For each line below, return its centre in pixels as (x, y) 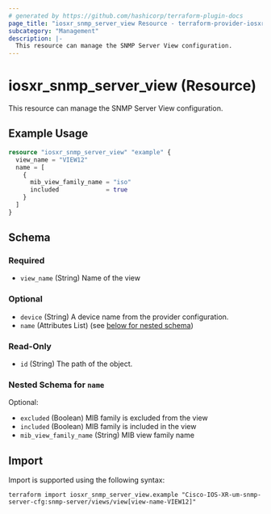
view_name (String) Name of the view (80, 278)
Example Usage (48, 134)
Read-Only (30, 346)
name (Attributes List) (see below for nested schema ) (106, 325)
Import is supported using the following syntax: (87, 480)
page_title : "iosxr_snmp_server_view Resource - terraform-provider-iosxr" (138, 23)
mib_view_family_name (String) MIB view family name (107, 435)
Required (27, 261)
